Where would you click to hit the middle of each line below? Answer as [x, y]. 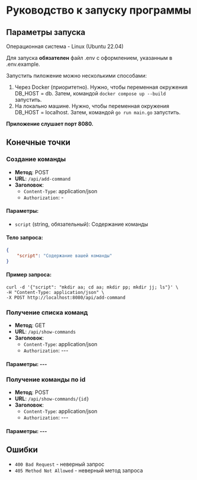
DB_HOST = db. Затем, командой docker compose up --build [90, 93]
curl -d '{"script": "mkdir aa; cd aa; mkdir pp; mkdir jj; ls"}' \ [92, 287]
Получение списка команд [47, 312]
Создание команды [36, 159]
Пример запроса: [29, 275]
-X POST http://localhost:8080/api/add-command [66, 297]
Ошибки [22, 450]
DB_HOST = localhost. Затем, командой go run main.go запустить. [98, 112]
